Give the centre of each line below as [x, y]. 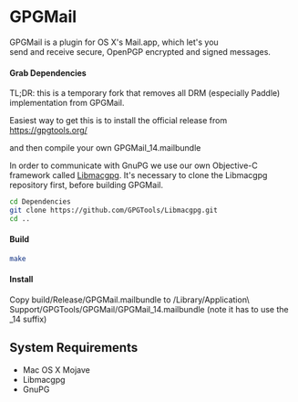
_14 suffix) [28, 319]
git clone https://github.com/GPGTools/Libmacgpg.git [114, 211]
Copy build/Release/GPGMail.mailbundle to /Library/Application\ [129, 300]
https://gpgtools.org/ [49, 131]
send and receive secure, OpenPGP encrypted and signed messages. [140, 51]
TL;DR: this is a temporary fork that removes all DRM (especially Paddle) [145, 93]
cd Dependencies [40, 202]
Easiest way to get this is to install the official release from [118, 121]
